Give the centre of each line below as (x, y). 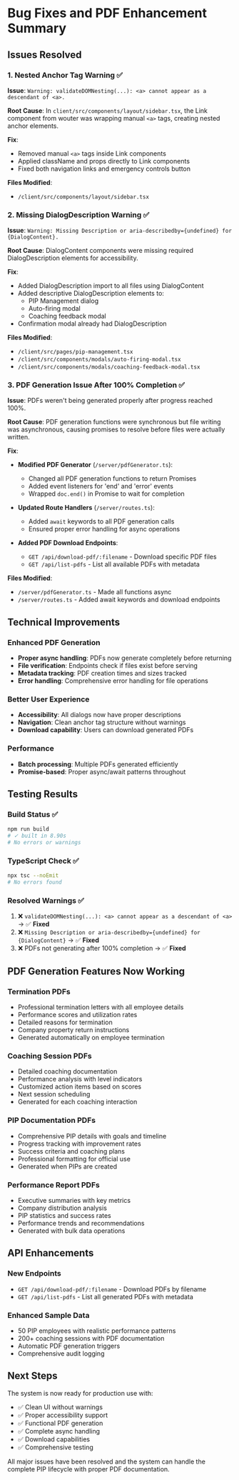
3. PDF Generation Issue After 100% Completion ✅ (96, 385)
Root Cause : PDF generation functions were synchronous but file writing (114, 422)
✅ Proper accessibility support (63, 1415)
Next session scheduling (54, 1094)
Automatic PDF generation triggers (69, 1346)
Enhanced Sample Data (49, 1315)
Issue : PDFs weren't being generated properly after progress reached (110, 401)
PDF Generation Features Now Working (96, 971)
